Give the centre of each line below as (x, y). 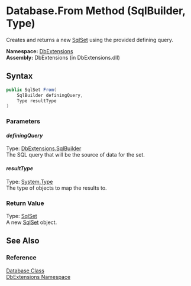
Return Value (25, 203)
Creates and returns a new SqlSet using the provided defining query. (90, 40)
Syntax (20, 76)
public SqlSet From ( (32, 90)
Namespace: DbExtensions (40, 51)
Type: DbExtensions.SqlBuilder (44, 148)
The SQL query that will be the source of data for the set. (75, 155)
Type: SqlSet (22, 216)
